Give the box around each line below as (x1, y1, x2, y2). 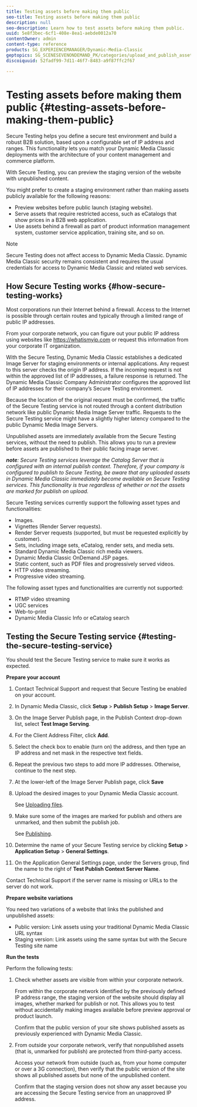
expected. (6, 662, 30, 669)
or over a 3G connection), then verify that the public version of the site (14, 1065, 185, 1072)
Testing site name (14, 942, 57, 949)
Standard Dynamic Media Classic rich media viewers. (14, 548, 144, 555)
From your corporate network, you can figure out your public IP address (6, 330, 180, 337)
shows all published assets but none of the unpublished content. (14, 1072, 171, 1079)
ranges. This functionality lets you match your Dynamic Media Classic (6, 145, 175, 152)
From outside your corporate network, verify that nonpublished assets (14, 1042, 184, 1049)
